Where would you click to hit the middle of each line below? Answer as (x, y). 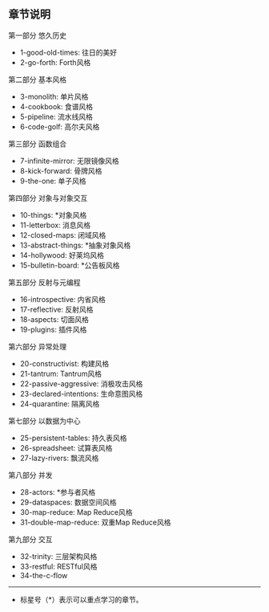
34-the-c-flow (44, 575)
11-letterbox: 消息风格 (55, 225)
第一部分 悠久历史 (37, 35)
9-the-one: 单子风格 (53, 181)
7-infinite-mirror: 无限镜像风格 (69, 161)
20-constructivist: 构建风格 (64, 363)
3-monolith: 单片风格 (54, 96)
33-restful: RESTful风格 (58, 566)
